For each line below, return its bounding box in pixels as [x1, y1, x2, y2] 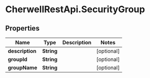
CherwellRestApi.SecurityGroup [5, 4, 145, 15]
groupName [8, 64, 37, 71]
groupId [8, 56, 28, 63]
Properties [5, 24, 40, 33]
